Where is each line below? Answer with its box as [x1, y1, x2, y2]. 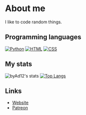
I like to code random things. [5, 19, 62, 25]
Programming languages [5, 33, 82, 41]
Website [12, 100, 29, 106]
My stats [5, 60, 33, 68]
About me [5, 3, 46, 14]
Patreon [12, 105, 28, 111]
